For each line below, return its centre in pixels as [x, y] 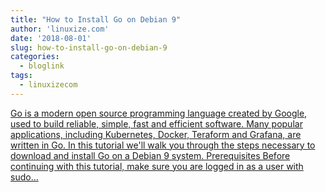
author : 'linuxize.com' [60, 29]
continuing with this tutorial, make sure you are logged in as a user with [157, 166]
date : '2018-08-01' [51, 38]
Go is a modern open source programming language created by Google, [159, 113]
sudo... [24, 177]
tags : [21, 76]
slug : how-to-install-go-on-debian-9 [89, 47]
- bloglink [42, 66]
